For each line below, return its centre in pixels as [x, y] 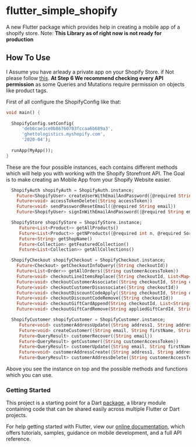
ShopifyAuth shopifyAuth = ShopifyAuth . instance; [73, 190]
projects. [17, 415]
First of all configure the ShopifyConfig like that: [64, 102]
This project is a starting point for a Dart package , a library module [86, 403]
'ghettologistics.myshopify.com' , [64, 134]
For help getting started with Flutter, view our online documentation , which [96, 427]
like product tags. [27, 90]
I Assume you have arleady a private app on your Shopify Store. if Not [90, 72]
